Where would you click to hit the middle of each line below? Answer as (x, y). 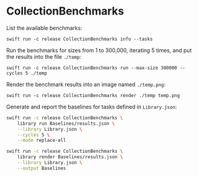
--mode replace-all (42, 141)
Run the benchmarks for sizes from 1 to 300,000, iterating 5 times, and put (99, 50)
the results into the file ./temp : (44, 56)
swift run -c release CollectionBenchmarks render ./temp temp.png (93, 95)
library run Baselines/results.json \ (66, 123)
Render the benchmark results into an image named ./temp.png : (86, 84)
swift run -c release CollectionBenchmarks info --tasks (80, 39)
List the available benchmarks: (45, 28)
